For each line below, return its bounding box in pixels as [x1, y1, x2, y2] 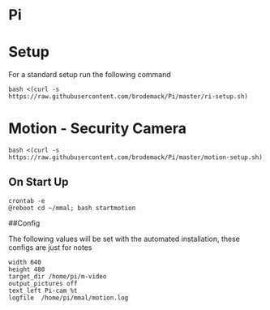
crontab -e [8, 196, 45, 205]
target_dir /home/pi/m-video [8, 272, 107, 281]
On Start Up [8, 175, 69, 189]
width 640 [8, 258, 42, 266]
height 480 [8, 265, 45, 273]
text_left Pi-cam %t [8, 286, 79, 295]
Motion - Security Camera [8, 119, 186, 138]
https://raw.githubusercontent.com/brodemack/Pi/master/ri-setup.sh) [8, 93, 249, 101]
